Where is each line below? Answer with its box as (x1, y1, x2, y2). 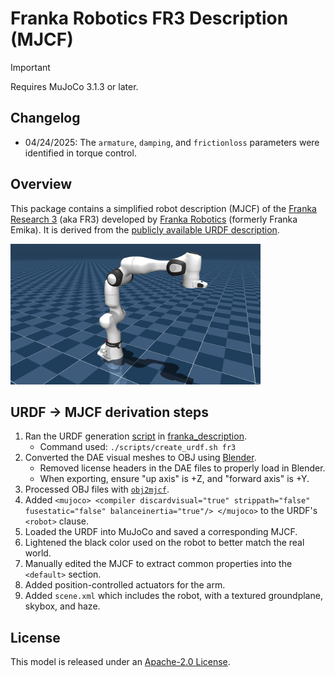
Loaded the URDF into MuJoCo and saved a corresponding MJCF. (24, 526, 298, 538)
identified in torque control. (24, 147, 137, 159)
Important (10, 61, 51, 73)
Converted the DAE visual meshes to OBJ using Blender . (24, 452, 257, 464)
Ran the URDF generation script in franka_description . (24, 430, 247, 442)
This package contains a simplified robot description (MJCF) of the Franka (10, 202, 317, 214)
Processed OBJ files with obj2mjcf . (24, 483, 170, 496)
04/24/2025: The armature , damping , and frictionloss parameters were (24, 136, 320, 148)
